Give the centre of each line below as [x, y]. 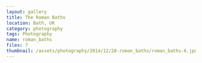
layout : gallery [26, 12]
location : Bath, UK [31, 23]
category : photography [35, 28]
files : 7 [17, 46]
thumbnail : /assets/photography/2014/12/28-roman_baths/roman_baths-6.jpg [102, 51]
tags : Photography [29, 34]
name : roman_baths [29, 40]
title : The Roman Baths [36, 17]
